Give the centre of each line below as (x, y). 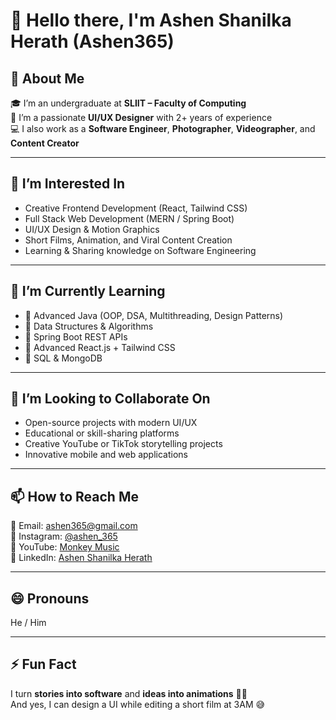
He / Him (28, 623)
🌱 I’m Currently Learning (88, 291)
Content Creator (45, 143)
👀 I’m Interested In (68, 184)
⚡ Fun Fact (43, 664)
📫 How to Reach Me (74, 496)
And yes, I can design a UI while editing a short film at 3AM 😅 (138, 704)
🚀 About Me (47, 78)
